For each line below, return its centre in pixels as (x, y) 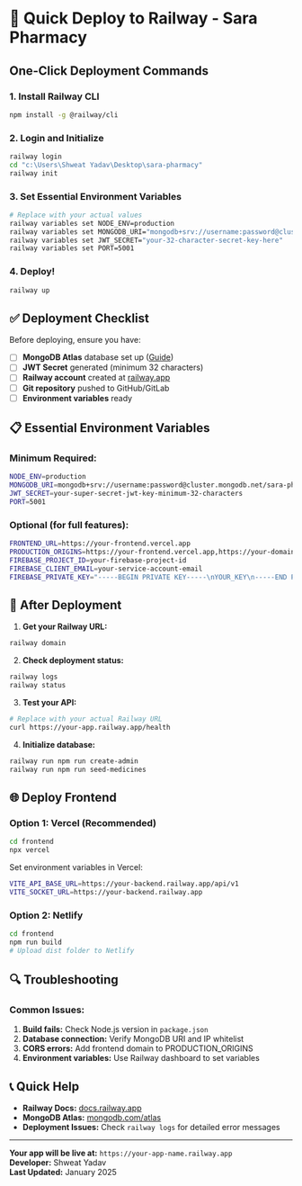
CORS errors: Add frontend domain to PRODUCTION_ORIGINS (138, 1048)
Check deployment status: (73, 660)
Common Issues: (47, 1010)
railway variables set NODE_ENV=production (92, 223)
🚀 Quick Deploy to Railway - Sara (133, 18)
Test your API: (49, 702)
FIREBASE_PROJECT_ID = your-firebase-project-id (98, 560)
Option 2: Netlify (46, 915)
